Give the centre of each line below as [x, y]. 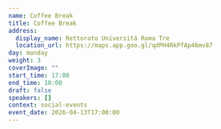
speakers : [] [30, 98]
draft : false [30, 90]
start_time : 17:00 [39, 75]
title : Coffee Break [43, 23]
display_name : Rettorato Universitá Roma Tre [93, 38]
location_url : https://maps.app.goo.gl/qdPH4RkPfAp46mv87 [115, 46]
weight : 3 [25, 61]
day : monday [28, 53]
